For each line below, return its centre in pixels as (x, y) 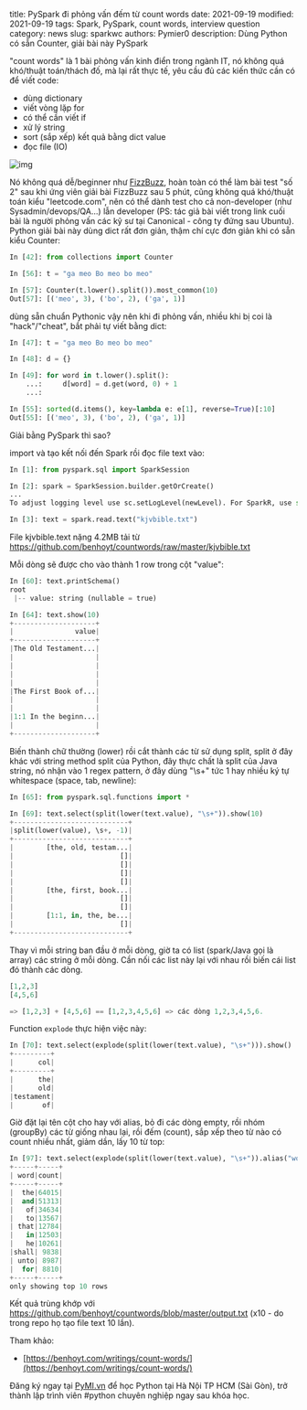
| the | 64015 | (37, 1192)
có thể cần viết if (54, 117)
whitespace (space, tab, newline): (73, 780)
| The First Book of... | (55, 691)
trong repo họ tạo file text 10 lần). (72, 1323)
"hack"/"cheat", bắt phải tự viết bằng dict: (88, 326)
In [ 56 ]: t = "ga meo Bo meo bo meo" (81, 273)
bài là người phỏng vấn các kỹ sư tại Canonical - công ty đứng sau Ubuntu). (152, 221)
